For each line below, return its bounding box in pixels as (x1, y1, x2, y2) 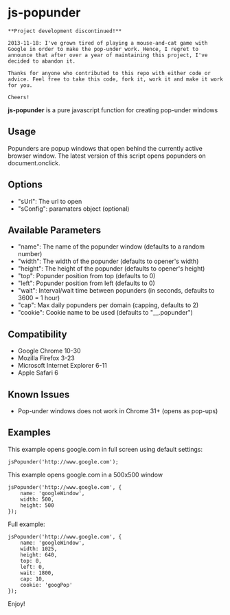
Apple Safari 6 (17, 368, 59, 377)
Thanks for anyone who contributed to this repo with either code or (8, 70, 211, 76)
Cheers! (8, 94, 30, 101)
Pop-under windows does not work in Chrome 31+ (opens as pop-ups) (17, 407, 218, 415)
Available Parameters (8, 224, 102, 236)
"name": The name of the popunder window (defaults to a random (17, 242, 205, 251)
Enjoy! (8, 599, 26, 607)
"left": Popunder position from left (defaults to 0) (17, 279, 155, 287)
